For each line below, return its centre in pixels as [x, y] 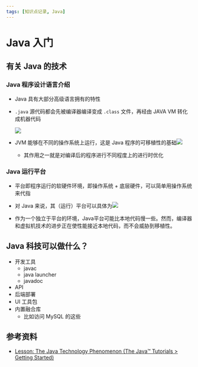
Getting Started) [34, 358]
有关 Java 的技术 [36, 67]
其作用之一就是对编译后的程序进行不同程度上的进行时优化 [93, 155]
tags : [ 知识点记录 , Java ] [36, 12]
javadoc [33, 281]
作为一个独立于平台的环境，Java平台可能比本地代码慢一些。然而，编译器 [103, 218]
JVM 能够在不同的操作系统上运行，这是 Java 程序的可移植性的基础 [96, 142]
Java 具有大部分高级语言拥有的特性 [58, 99]
